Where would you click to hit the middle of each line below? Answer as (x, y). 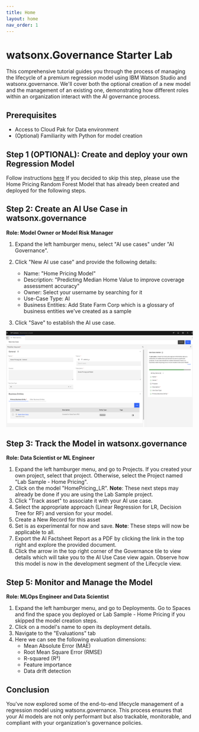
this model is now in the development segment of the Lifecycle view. (98, 564)
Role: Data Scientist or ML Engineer (50, 458)
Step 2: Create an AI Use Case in (67, 209)
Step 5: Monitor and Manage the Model (79, 582)
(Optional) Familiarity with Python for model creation (78, 136)
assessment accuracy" (52, 286)
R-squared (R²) (42, 659)
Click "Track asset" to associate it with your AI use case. (84, 501)
